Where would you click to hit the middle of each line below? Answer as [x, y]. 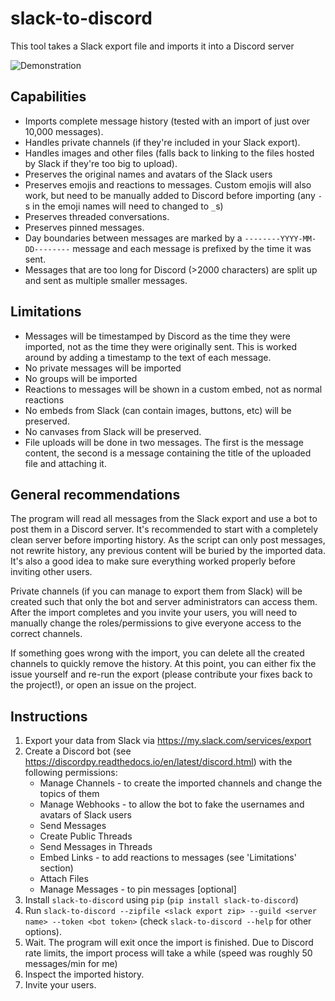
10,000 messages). [64, 131]
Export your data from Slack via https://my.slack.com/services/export [168, 741]
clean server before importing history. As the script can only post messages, [168, 540]
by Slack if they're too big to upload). [101, 163]
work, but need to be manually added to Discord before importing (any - [173, 195]
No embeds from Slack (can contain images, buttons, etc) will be [158, 410]
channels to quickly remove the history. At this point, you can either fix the [163, 664]
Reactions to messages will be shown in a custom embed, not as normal [173, 389]
